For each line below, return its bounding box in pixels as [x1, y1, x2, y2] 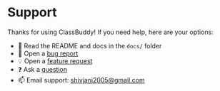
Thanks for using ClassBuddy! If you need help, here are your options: [7, 28, 214, 36]
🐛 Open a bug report [17, 49, 79, 58]
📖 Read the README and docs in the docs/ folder [17, 41, 162, 50]
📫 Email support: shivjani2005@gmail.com [17, 75, 145, 84]
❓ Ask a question [17, 65, 68, 73]
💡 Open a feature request [17, 56, 93, 65]
